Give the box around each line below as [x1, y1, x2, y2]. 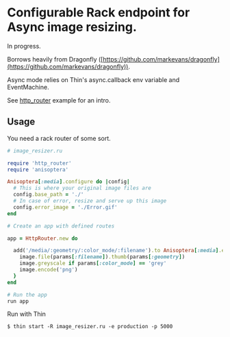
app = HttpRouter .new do [7, 234, 78, 242]
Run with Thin [7, 310, 47, 319]
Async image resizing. [7, 19, 137, 35]
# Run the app [7, 291, 48, 298]
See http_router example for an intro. [7, 96, 111, 104]
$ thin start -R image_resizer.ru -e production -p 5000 [7, 323, 173, 330]
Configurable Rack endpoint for [7, 5, 190, 21]
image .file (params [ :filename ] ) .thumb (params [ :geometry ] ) [19, 254, 186, 260]
